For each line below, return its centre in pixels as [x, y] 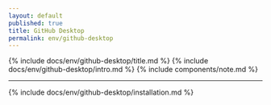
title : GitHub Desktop [46, 30]
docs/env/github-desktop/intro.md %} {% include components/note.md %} [133, 70]
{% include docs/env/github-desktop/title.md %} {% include [108, 61]
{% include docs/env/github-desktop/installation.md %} [101, 92]
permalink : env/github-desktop [61, 38]
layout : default [35, 16]
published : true [35, 23]
